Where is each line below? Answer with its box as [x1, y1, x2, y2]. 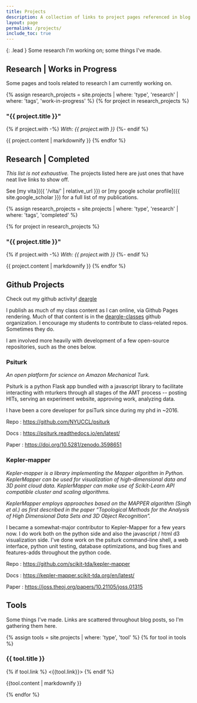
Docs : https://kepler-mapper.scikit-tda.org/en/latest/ [6, 571, 135, 579]
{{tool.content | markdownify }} [6, 679, 82, 686]
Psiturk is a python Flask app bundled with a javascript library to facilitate [6, 383, 183, 390]
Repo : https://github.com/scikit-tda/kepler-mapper [6, 560, 131, 567]
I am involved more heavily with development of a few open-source [6, 337, 169, 344]
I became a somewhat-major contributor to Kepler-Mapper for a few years [6, 523, 186, 530]
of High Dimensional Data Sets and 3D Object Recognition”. [6, 512, 151, 519]
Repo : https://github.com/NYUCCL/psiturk [6, 418, 111, 425]
